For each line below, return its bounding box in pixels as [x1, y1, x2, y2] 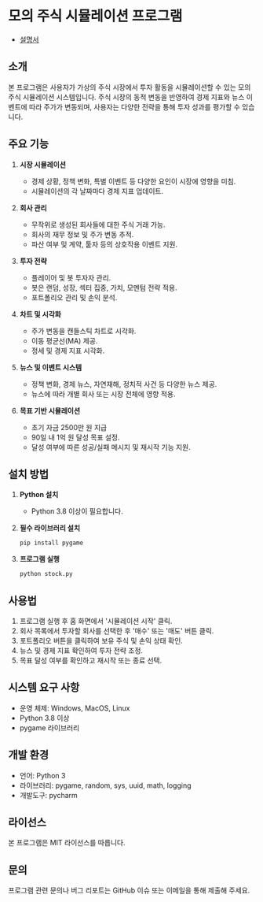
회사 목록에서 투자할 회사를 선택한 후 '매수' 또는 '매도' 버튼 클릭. [19, 625, 214, 635]
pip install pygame [19, 539, 84, 548]
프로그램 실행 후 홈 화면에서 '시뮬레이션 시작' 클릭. [19, 616, 173, 625]
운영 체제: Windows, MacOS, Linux [19, 703, 130, 713]
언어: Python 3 [19, 770, 66, 780]
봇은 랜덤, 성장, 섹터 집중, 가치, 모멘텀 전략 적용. [31, 283, 177, 292]
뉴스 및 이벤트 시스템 [19, 362, 82, 372]
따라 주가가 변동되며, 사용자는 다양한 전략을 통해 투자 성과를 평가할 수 [28, 102, 241, 111]
